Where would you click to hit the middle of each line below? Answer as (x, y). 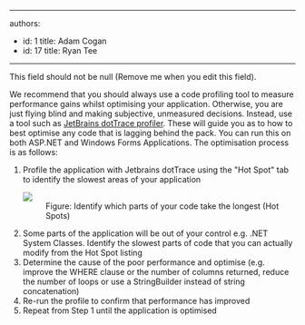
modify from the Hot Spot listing (82, 252)
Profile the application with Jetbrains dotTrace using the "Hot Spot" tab (155, 170)
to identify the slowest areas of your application (112, 179)
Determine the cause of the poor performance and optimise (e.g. (143, 262)
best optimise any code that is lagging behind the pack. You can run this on (150, 133)
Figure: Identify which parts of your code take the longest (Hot (162, 206)
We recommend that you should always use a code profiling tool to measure (152, 94)
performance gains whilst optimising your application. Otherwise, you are (147, 104)
